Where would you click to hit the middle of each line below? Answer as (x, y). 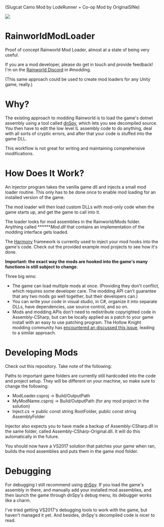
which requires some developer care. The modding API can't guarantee (84, 291)
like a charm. (18, 500)
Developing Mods (42, 353)
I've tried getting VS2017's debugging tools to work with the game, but (76, 510)
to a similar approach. (34, 333)
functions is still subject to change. (42, 267)
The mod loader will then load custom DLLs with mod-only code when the (80, 207)
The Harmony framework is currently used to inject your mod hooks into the (82, 241)
